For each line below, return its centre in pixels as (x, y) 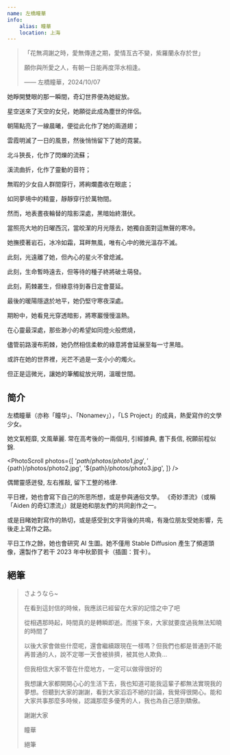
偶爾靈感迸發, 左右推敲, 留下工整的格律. (62, 483)
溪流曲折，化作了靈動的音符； (49, 170)
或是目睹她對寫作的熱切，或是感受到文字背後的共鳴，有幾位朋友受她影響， (112, 520)
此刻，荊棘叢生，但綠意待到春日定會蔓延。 (67, 286)
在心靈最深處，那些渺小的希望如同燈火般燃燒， (73, 330)
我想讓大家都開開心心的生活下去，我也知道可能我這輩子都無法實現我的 (123, 683)
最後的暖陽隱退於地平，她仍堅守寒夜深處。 (67, 301)
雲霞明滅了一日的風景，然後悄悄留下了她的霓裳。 (76, 141)
